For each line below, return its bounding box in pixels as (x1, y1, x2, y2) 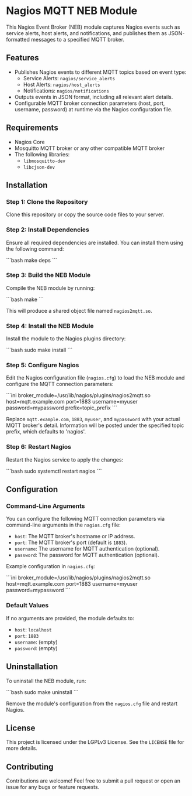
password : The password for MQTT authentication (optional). (14, 552, 159, 559)
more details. (6, 745, 38, 752)
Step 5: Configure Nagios (6, 361, 79, 370)
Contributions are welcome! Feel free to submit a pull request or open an (6, 777, 181, 784)
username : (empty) (14, 638, 58, 645)
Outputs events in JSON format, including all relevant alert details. (14, 93, 173, 100)
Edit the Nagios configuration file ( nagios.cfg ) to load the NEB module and (6, 374, 185, 381)
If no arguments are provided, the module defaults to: (6, 614, 135, 621)
